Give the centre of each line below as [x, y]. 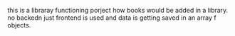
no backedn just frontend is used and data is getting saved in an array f [112, 18]
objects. [19, 25]
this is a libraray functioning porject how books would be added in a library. [118, 10]
